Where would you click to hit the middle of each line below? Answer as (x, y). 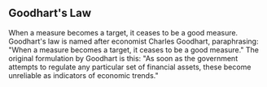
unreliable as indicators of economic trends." (83, 75)
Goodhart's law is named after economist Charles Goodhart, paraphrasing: (133, 41)
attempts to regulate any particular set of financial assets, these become (130, 67)
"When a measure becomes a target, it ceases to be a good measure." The (133, 50)
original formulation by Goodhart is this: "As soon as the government (123, 58)
